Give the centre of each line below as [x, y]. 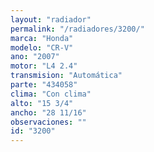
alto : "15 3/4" [42, 103]
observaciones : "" [48, 122]
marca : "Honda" [42, 38]
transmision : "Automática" [66, 76]
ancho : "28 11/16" [48, 112]
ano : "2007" [35, 57]
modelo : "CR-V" [42, 47]
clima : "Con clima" [51, 94]
